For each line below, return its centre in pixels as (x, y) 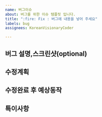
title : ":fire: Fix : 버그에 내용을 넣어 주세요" (51, 19)
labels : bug (17, 23)
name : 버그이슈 (18, 10)
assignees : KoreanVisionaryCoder (39, 28)
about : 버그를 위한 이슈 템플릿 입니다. (40, 14)
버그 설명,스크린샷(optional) (46, 54)
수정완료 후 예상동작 (34, 90)
